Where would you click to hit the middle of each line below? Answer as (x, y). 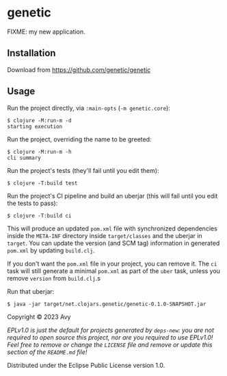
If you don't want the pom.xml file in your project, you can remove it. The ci (112, 263)
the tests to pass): (32, 203)
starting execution (35, 126)
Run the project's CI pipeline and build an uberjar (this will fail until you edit (112, 196)
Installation (31, 53)
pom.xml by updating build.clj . (51, 250)
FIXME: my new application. (46, 32)
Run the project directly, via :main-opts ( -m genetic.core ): (89, 108)
